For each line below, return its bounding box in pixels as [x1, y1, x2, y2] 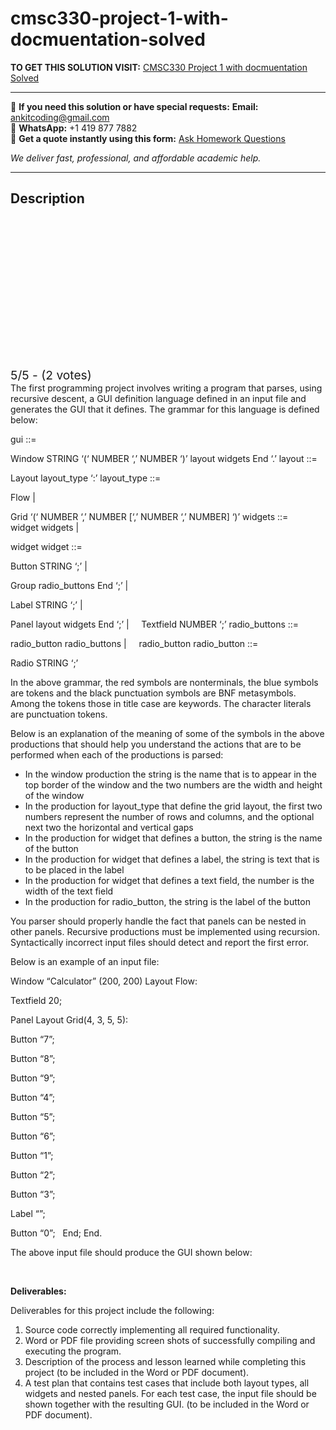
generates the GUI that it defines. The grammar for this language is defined [10, 403, 320, 415]
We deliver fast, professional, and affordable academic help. [10, 152, 262, 164]
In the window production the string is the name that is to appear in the [24, 768, 317, 780]
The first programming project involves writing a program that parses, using [10, 382, 323, 394]
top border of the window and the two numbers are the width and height [24, 778, 323, 791]
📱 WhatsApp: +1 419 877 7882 [10, 122, 138, 134]
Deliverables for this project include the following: [10, 1304, 215, 1316]
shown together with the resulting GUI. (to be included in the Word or [24, 1398, 310, 1410]
